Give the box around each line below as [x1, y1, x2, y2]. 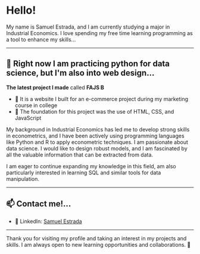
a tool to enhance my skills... [6, 36, 76, 43]
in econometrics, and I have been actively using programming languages [6, 132, 185, 139]
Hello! [6, 4, 36, 17]
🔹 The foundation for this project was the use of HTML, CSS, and [14, 108, 174, 115]
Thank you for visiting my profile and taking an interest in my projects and [6, 234, 187, 242]
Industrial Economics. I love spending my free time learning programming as [6, 29, 193, 36]
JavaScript [14, 114, 42, 121]
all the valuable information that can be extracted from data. [6, 151, 154, 158]
